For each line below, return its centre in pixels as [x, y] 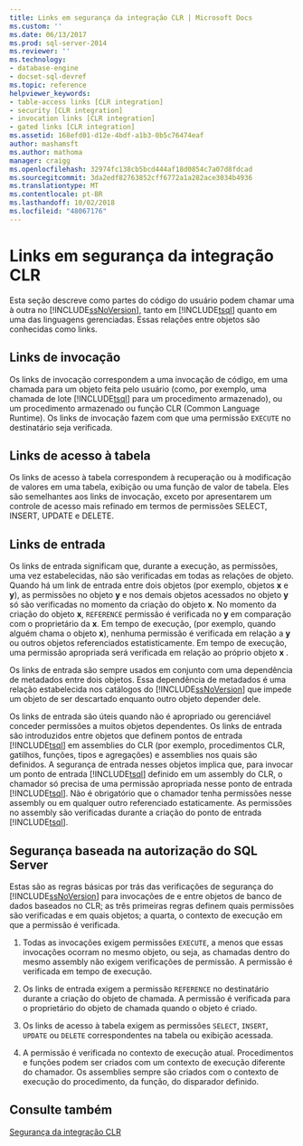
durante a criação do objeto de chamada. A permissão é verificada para [156, 998]
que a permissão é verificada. [65, 924]
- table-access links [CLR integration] [87, 102]
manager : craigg [40, 161]
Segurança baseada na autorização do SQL [133, 851]
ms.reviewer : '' [40, 52]
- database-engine [44, 69]
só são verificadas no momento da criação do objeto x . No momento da [143, 605]
